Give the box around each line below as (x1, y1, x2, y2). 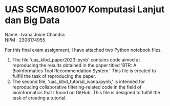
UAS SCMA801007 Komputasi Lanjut (5, 4, 165, 15)
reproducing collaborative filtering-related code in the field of (12, 83, 142, 90)
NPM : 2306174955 (5, 37, 46, 43)
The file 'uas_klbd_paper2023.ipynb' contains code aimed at (12, 56, 140, 62)
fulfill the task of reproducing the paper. (12, 73, 96, 79)
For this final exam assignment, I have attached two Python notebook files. (5, 47, 162, 53)
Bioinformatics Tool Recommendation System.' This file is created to (12, 68, 156, 74)
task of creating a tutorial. (12, 95, 67, 101)
